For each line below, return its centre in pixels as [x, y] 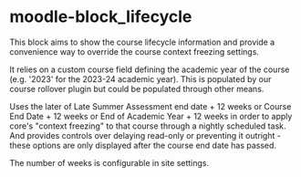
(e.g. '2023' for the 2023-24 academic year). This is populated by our [140, 78]
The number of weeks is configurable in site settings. [109, 162]
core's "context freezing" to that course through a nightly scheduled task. [148, 126]
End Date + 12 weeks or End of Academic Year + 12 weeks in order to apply [151, 116]
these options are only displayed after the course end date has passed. [143, 145]
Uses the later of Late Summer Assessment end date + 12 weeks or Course [150, 106]
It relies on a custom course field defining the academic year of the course [150, 69]
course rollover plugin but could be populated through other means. [137, 88]
